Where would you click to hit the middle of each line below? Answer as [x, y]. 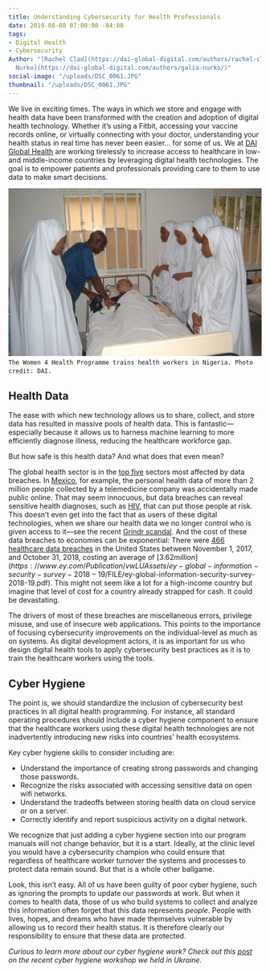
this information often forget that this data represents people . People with [130, 910]
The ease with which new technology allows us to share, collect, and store [131, 415]
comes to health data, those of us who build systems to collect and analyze [133, 901]
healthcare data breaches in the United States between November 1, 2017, [131, 549]
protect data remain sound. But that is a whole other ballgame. [112, 869]
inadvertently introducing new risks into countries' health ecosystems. [125, 737]
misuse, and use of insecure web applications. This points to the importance [135, 624]
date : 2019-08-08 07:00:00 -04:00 [66, 25]
